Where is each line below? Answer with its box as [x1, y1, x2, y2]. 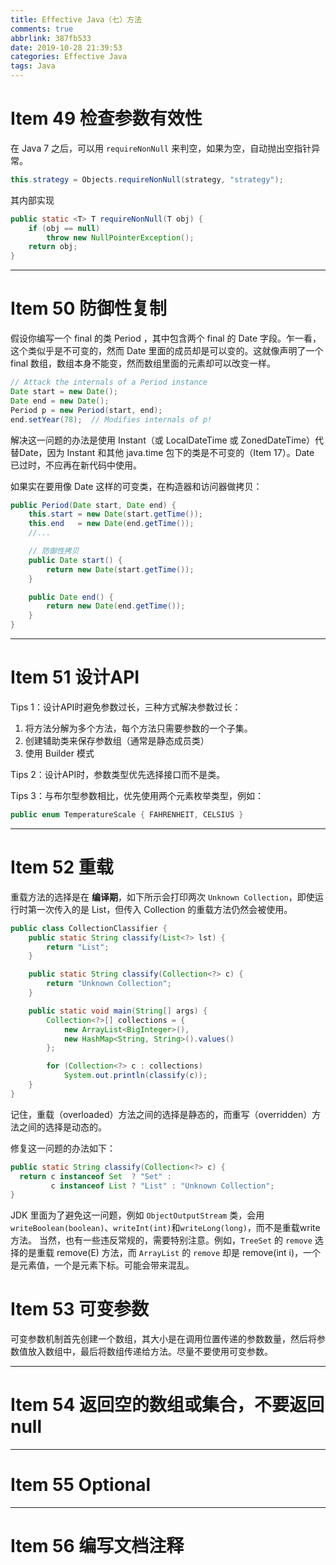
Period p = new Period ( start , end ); [10, 405, 163, 415]
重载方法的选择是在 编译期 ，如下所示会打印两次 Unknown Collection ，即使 [10, 891, 315, 903]
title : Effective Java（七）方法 [10, 14, 142, 25]
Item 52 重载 [10, 856, 114, 878]
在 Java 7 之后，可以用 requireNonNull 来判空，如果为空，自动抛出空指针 [10, 142, 312, 154]
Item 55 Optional [10, 1474, 152, 1496]
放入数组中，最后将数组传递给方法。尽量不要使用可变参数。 [27, 1346, 273, 1358]
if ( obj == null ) [28, 223, 101, 233]
